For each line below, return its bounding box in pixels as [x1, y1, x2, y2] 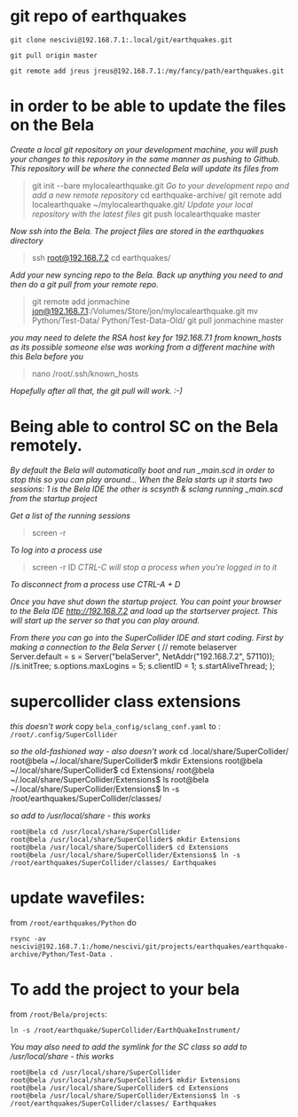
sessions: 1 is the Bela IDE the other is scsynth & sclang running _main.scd [10, 484, 283, 494]
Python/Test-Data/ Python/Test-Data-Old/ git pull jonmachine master [31, 315, 285, 326]
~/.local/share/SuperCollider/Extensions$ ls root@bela [10, 774, 209, 784]
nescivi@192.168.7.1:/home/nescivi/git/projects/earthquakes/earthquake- [10, 942, 289, 951]
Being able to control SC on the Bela [10, 417, 278, 437]
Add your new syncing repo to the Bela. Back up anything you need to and [10, 269, 283, 280]
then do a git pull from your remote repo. [10, 279, 159, 289]
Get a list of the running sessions [10, 510, 131, 521]
